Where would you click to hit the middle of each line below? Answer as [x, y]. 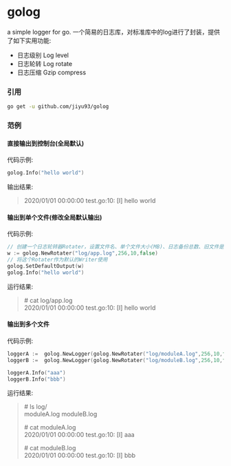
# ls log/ [35, 407]
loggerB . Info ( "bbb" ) [37, 379]
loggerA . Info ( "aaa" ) [37, 372]
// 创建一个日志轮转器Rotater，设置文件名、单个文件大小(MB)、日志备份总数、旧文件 [113, 247]
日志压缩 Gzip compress [52, 72]
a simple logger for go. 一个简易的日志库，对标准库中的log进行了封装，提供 [113, 32]
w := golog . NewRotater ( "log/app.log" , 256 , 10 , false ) [82, 253]
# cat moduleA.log [50, 427]
